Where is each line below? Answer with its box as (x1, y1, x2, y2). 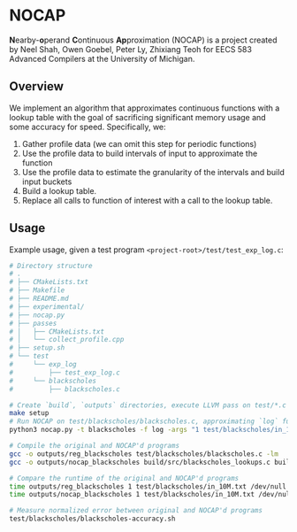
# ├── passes (9, 319, 57, 328)
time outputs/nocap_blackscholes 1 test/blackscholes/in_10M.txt (9, 490, 255, 499)
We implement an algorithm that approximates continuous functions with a (9, 103, 280, 113)
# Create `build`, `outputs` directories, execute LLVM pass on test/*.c (9, 400, 287, 410)
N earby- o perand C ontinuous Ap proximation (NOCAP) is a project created (9, 35, 278, 45)
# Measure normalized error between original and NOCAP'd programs (9, 506, 263, 515)
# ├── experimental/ (9, 302, 86, 311)
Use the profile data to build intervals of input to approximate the (21, 148, 258, 158)
